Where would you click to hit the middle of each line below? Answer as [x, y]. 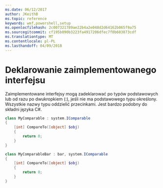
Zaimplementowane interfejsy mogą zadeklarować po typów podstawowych [82, 94]
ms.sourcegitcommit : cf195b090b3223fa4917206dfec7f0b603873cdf [71, 32]
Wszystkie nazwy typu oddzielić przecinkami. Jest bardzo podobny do [76, 104]
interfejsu [25, 80]
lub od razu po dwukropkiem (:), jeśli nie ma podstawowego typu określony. [81, 99]
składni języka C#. [24, 109]
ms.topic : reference [26, 19]
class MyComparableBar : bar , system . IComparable [57, 154]
